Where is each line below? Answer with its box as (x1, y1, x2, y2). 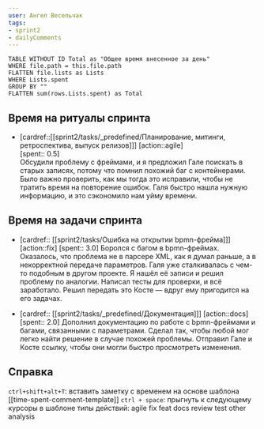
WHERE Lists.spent (8, 76, 69, 84)
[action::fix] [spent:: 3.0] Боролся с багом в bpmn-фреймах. (19, 243, 220, 253)
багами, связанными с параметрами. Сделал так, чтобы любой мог (19, 326, 250, 335)
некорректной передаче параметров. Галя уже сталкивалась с (19, 260, 235, 269)
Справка (8, 365, 54, 379)
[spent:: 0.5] (19, 149, 60, 159)
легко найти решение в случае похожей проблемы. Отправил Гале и (19, 333, 253, 344)
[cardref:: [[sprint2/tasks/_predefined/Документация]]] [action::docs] (19, 309, 249, 318)
